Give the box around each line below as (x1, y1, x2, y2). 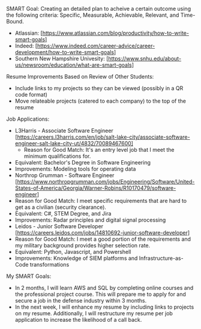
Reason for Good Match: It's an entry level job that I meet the (23, 146, 175, 153)
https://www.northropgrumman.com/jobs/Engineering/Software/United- (17, 178, 195, 185)
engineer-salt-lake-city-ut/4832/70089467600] (14, 140, 134, 146)
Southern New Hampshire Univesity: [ (14, 55, 109, 62)
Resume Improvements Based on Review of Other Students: (6, 73, 154, 80)
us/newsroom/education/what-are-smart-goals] (14, 61, 134, 68)
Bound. (6, 18, 24, 25)
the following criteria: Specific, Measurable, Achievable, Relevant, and (6, 11, 179, 19)
